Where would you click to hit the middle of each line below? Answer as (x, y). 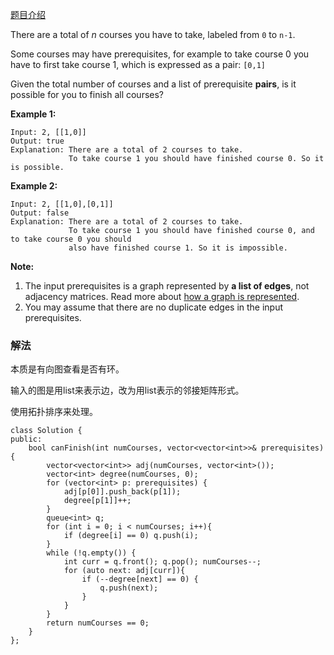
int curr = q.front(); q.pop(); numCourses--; (162, 562)
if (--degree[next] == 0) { (140, 579)
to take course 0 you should (71, 239)
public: (26, 439)
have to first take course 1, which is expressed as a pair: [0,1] (138, 64)
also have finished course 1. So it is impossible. (178, 248)
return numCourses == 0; (98, 623)
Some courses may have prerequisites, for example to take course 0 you (160, 54)
